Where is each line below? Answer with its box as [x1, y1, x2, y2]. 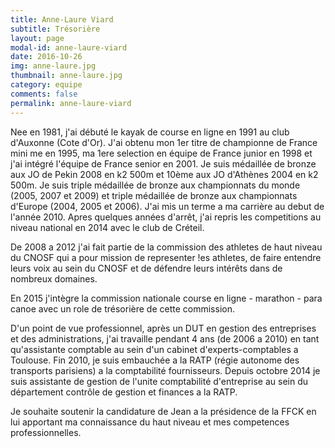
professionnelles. [10, 426, 82, 438]
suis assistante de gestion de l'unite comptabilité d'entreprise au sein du [10, 375, 308, 387]
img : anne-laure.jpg [10, 61, 97, 71]
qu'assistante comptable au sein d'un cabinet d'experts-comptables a [10, 343, 299, 355]
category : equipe [10, 80, 83, 90]
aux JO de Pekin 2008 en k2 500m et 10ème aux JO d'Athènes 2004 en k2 [10, 168, 319, 180]
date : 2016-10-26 [10, 52, 83, 62]
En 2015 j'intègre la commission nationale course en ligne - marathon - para [10, 292, 323, 304]
